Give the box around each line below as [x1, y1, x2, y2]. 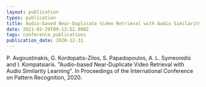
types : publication [6, 15, 56, 21]
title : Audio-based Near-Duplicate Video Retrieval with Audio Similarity [6, 20, 202, 26]
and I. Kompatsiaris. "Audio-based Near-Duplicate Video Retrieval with [6, 61, 185, 68]
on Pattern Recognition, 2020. [6, 74, 82, 81]
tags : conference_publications [6, 32, 86, 38]
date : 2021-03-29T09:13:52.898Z [6, 26, 89, 32]
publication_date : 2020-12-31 [6, 37, 84, 43]
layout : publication [6, 9, 59, 15]
